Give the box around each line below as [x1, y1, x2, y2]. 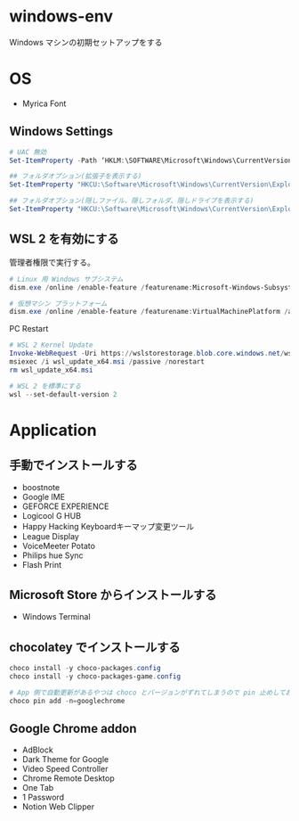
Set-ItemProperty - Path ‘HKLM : [9, 156, 125, 165]
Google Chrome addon [9, 721, 137, 736]
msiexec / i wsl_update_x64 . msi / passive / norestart [9, 357, 205, 366]
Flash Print [21, 559, 62, 570]
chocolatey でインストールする [9, 639, 181, 654]
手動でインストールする [9, 457, 138, 473]
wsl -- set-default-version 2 [9, 390, 117, 398]
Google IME [21, 491, 65, 502]
